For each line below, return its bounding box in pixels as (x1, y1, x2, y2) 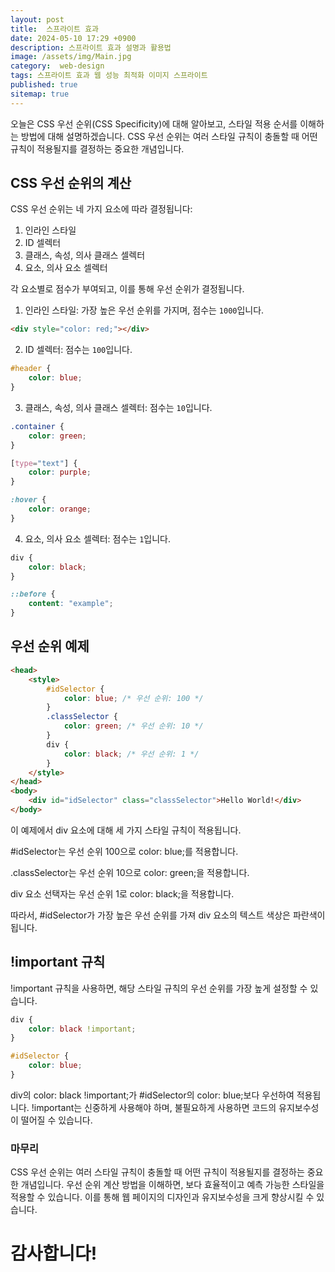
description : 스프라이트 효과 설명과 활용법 (10, 42, 172, 53)
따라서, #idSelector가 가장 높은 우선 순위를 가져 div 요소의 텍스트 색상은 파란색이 (10, 909, 326, 921)
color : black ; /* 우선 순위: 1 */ (63, 749, 200, 759)
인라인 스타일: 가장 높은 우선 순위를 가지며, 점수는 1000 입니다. (24, 304, 265, 316)
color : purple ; (28, 467, 92, 478)
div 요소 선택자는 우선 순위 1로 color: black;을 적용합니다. (10, 887, 235, 900)
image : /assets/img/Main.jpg (10, 52, 132, 62)
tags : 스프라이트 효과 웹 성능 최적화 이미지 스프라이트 (10, 71, 208, 81)
